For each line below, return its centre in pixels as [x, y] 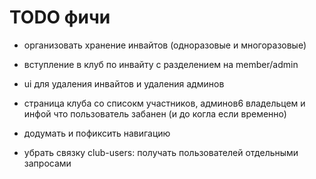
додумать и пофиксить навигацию [97, 133]
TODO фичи [60, 17]
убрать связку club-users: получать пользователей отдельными [161, 152]
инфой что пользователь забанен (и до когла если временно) [155, 113]
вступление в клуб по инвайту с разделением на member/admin [161, 64]
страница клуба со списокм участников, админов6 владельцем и [164, 103]
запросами [47, 163]
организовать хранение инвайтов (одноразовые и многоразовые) [165, 45]
